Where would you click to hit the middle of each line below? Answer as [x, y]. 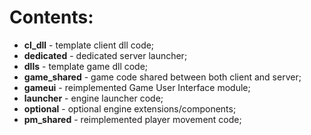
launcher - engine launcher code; [93, 98]
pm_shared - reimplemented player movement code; [132, 119]
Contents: [51, 17]
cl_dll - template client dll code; [89, 45]
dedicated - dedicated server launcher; [105, 55]
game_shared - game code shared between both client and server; [162, 77]
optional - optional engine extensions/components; [130, 108]
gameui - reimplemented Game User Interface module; [137, 87]
